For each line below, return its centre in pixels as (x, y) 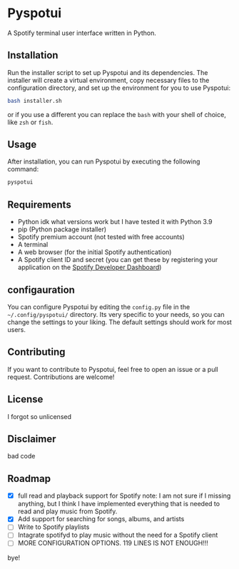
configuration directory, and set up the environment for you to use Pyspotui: (119, 88)
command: (23, 169)
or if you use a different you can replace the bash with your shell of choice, (117, 114)
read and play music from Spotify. (67, 511)
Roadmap (29, 479)
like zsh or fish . (30, 122)
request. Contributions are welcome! (61, 377)
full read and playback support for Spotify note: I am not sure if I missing (124, 496)
